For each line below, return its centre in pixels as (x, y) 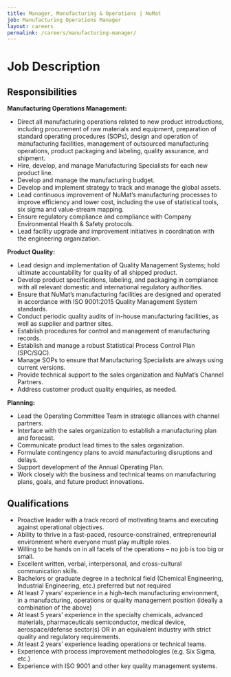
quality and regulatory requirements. (69, 637)
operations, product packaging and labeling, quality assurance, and (112, 151)
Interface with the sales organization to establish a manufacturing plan (117, 431)
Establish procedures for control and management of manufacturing (113, 331)
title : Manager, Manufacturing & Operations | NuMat (84, 13)
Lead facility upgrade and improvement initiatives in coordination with (116, 232)
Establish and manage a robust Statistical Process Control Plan (106, 346)
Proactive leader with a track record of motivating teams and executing (118, 520)
